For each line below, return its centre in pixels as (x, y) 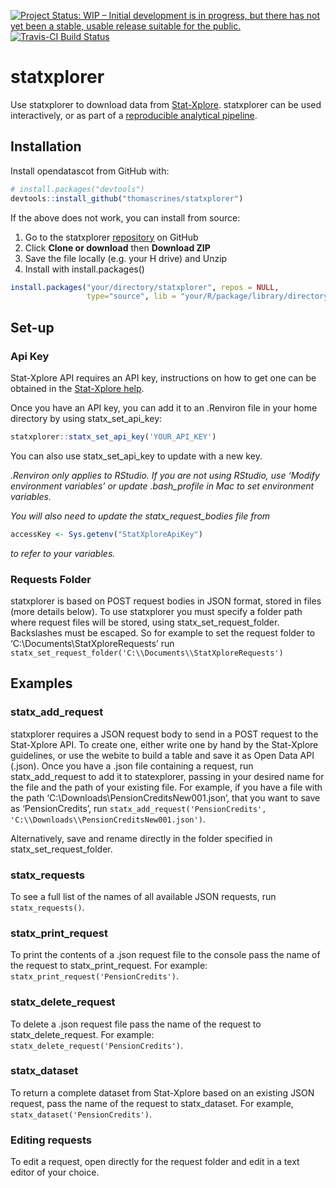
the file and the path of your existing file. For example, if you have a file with (166, 787)
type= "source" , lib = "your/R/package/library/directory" (209, 296)
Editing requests (51, 1140)
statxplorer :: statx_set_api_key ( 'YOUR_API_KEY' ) (113, 436)
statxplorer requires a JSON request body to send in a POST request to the (164, 734)
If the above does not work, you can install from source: (125, 217)
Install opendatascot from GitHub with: (90, 171)
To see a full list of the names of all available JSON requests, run (143, 896)
